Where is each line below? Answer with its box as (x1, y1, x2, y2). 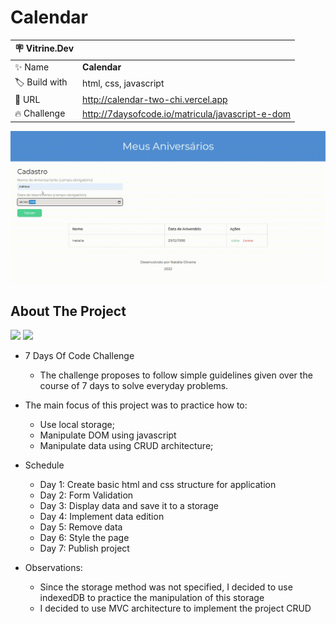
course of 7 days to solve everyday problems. (39, 380, 229, 392)
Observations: (24, 562, 83, 574)
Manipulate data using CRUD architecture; (39, 440, 214, 452)
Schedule (24, 459, 65, 471)
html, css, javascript (82, 77, 165, 90)
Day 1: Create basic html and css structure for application (39, 479, 277, 491)
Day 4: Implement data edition (39, 511, 165, 523)
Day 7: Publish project (39, 542, 130, 555)
